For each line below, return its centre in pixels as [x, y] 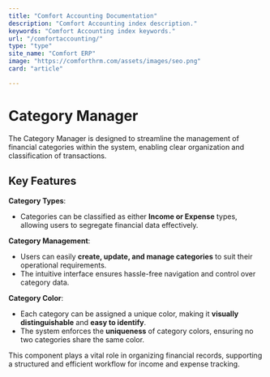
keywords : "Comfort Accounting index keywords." [92, 31]
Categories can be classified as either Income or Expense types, [129, 216]
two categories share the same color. [82, 339]
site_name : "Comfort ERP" [52, 54]
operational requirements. [63, 265]
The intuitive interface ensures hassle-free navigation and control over [138, 273]
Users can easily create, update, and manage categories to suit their [136, 256]
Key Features [43, 181]
